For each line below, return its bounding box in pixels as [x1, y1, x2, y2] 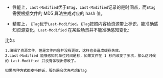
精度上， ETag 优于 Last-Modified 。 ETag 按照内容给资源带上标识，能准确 [12, 21, 154, 26]
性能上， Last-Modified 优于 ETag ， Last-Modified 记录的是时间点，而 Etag [12, 4, 156, 10]
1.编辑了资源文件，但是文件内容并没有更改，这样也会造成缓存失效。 [5, 48, 122, 53]
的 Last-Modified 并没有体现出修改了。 [5, 58, 78, 63]
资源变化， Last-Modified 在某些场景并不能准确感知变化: [16, 27, 129, 33]
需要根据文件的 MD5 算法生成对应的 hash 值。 [12, 10, 105, 16]
